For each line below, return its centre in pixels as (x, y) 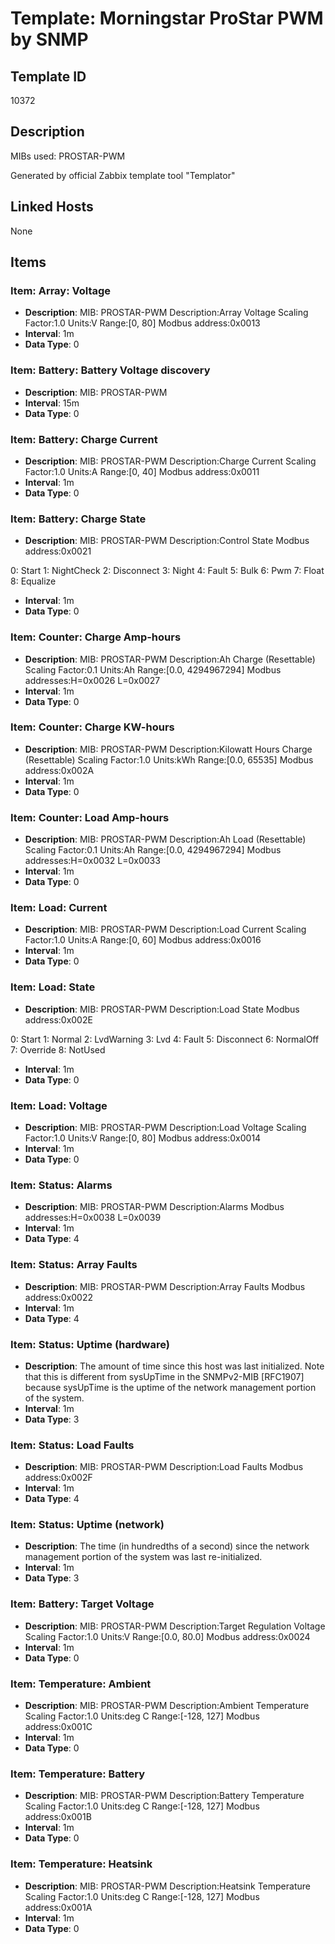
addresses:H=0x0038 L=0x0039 (93, 1218)
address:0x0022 (59, 1297)
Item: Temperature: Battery (77, 1774)
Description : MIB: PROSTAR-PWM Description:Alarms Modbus (154, 1207)
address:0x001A (58, 1907)
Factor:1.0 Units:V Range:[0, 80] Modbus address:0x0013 (142, 323)
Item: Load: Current (59, 908)
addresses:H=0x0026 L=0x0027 (92, 680)
